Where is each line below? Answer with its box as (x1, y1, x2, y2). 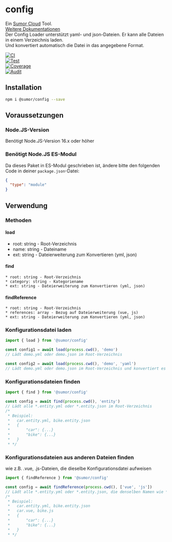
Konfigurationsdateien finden (5, 378, 80, 385)
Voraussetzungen (5, 111, 64, 120)
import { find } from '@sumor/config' (5, 390, 88, 395)
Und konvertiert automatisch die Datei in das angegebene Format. (5, 42, 144, 48)
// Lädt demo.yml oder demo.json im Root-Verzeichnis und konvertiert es (5, 366, 166, 371)
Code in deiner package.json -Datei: (5, 168, 80, 174)
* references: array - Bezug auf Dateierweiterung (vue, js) (5, 310, 139, 315)
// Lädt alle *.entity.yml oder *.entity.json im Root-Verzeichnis (5, 403, 153, 409)
